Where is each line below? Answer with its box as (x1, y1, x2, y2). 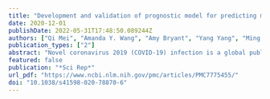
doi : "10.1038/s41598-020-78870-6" (8, 78, 128, 86)
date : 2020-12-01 (8, 19, 67, 27)
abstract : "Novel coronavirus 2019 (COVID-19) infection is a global (8, 49, 247, 57)
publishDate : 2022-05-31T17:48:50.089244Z (8, 26, 153, 34)
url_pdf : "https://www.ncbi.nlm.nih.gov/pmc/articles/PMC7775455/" (8, 71, 239, 79)
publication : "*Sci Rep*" (8, 64, 95, 72)
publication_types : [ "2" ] (8, 42, 95, 49)
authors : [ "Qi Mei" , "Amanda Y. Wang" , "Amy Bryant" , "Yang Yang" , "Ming (8, 34, 261, 42)
